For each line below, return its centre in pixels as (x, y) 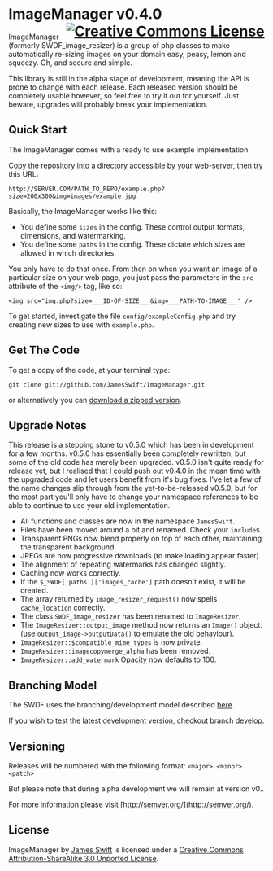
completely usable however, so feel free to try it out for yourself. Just (124, 95)
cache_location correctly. (63, 608)
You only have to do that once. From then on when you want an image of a (133, 269)
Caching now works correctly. (70, 573)
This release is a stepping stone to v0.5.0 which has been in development (131, 445)
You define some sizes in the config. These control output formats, (132, 227)
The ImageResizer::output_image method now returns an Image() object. (141, 625)
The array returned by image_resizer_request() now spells (119, 599)
